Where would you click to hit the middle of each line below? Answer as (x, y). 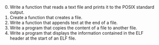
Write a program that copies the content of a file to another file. (73, 28)
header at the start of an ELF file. (43, 38)
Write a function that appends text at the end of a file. (64, 22)
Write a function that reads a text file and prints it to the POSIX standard (82, 7)
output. (17, 12)
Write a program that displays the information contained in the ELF (77, 33)
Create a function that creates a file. (46, 17)
